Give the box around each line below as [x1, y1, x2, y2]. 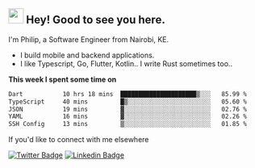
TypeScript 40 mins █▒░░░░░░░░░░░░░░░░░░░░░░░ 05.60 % [8, 98, 248, 106]
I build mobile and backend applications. [19, 50, 155, 60]
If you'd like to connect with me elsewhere [8, 135, 149, 145]
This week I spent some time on [8, 74, 117, 84]
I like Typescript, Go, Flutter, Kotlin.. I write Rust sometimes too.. [19, 58, 232, 69]
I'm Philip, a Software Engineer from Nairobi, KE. [8, 34, 169, 44]
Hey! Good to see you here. [25, 13, 165, 27]
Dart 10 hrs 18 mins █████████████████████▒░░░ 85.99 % [8, 90, 248, 98]
